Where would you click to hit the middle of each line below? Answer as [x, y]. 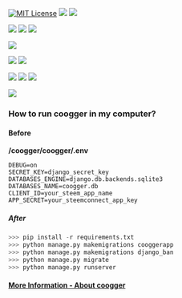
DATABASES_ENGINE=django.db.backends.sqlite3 [85, 179]
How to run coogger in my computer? [82, 114]
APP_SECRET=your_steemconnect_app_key [73, 200]
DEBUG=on [23, 165]
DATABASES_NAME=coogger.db [53, 187]
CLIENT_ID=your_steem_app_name [61, 193]
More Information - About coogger [67, 285]
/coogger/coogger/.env [49, 151]
